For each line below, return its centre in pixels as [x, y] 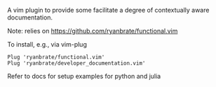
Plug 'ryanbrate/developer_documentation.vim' [76, 63]
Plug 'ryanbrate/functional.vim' [56, 57]
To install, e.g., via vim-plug [47, 44]
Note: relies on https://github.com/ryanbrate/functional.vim [93, 31]
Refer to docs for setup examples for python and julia [84, 76]
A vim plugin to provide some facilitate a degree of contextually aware [108, 10]
